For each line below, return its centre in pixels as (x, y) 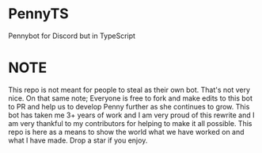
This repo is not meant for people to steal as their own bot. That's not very (129, 90)
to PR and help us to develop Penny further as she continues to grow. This (129, 106)
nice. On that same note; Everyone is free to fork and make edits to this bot (131, 98)
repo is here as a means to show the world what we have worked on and (126, 132)
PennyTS (38, 14)
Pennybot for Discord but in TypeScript (72, 36)
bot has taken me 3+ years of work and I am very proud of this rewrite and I (131, 115)
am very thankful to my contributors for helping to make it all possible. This (130, 123)
